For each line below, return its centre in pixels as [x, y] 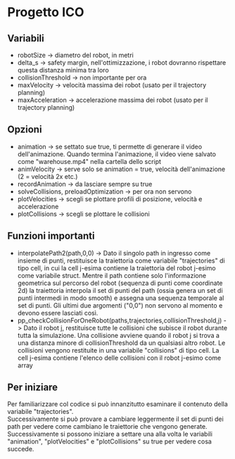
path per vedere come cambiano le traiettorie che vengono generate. [107, 427]
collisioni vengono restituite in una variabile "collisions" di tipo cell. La [118, 350]
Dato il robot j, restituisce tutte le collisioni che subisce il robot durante [125, 327]
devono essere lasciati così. [58, 313]
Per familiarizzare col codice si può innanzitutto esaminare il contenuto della [118, 404]
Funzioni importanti [51, 236]
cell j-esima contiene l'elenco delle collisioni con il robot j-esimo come [119, 358]
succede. [21, 449]
